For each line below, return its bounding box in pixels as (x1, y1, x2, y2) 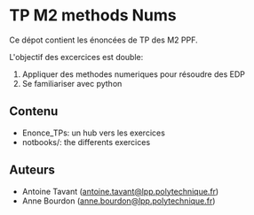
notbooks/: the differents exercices (21, 136, 151, 147)
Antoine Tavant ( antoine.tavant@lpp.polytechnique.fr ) (21, 186, 219, 196)
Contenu (9, 104, 59, 119)
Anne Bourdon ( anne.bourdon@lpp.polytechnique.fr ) (21, 196, 216, 206)
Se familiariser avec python (21, 78, 123, 88)
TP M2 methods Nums (9, 5, 177, 26)
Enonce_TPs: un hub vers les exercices (21, 127, 166, 138)
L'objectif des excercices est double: (9, 51, 144, 62)
